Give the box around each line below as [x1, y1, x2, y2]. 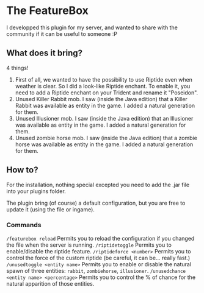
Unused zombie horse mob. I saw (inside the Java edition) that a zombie [15, 134, 197, 141]
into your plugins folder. [6, 187, 66, 195]
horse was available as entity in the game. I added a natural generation [15, 141, 194, 148]
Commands [6, 221, 42, 229]
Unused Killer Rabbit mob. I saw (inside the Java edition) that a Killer [15, 95, 188, 102]
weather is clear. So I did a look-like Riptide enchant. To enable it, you [15, 82, 191, 90]
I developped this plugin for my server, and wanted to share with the [6, 24, 178, 31]
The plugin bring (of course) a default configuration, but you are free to [6, 199, 186, 207]
